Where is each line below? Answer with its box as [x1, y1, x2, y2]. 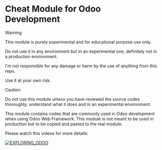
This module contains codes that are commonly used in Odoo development [5, 110, 155, 117]
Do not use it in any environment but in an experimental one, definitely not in [5, 48, 157, 54]
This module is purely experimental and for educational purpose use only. [5, 39, 152, 45]
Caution [5, 87, 21, 92]
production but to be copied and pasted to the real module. [5, 121, 123, 127]
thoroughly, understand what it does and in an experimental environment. [5, 101, 151, 107]
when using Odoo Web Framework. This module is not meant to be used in [5, 116, 154, 121]
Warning [5, 30, 22, 35]
